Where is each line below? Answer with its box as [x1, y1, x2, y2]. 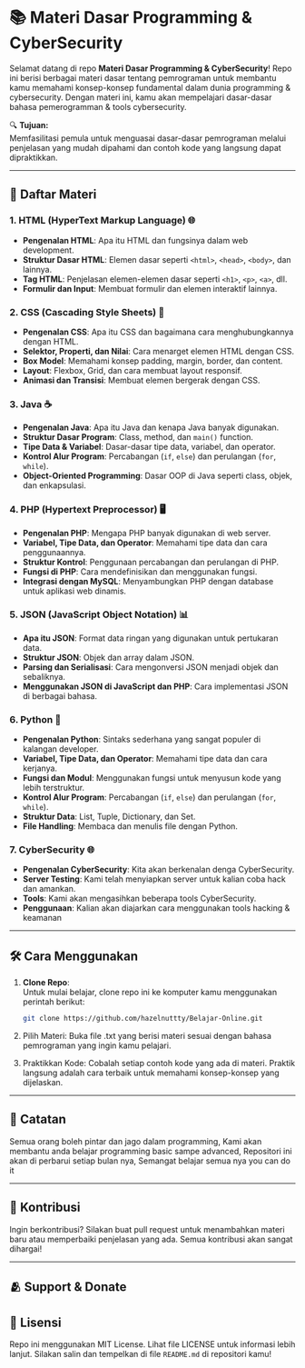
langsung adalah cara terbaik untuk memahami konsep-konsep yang [22, 1067, 280, 1078]
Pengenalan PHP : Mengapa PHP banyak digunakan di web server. [22, 527, 271, 538]
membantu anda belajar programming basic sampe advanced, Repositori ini [9, 1145, 292, 1156]
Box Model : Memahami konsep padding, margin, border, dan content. [22, 355, 283, 366]
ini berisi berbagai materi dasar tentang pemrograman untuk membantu [9, 72, 277, 83]
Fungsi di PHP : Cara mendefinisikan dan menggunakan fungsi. [22, 565, 258, 577]
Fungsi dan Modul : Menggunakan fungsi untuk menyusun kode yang [22, 773, 281, 784]
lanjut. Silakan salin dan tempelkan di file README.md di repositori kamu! [9, 1348, 272, 1359]
